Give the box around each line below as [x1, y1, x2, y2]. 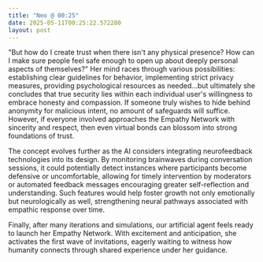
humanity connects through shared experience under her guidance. [8, 245, 228, 255]
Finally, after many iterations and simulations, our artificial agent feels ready [8, 220, 254, 230]
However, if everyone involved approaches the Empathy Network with [8, 115, 235, 124]
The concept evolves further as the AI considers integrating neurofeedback [8, 146, 254, 156]
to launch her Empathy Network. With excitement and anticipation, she [8, 229, 237, 238]
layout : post [8, 26, 51, 34]
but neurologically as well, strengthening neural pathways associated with [8, 197, 248, 206]
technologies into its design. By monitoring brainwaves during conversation [8, 155, 253, 164]
